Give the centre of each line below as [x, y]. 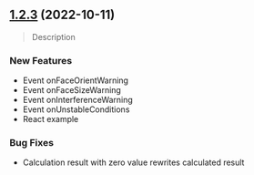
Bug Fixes [32, 143]
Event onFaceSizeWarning [71, 90]
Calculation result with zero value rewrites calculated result [133, 162]
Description [53, 36]
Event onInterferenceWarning [78, 100]
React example [51, 119]
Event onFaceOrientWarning [76, 80]
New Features [41, 60]
